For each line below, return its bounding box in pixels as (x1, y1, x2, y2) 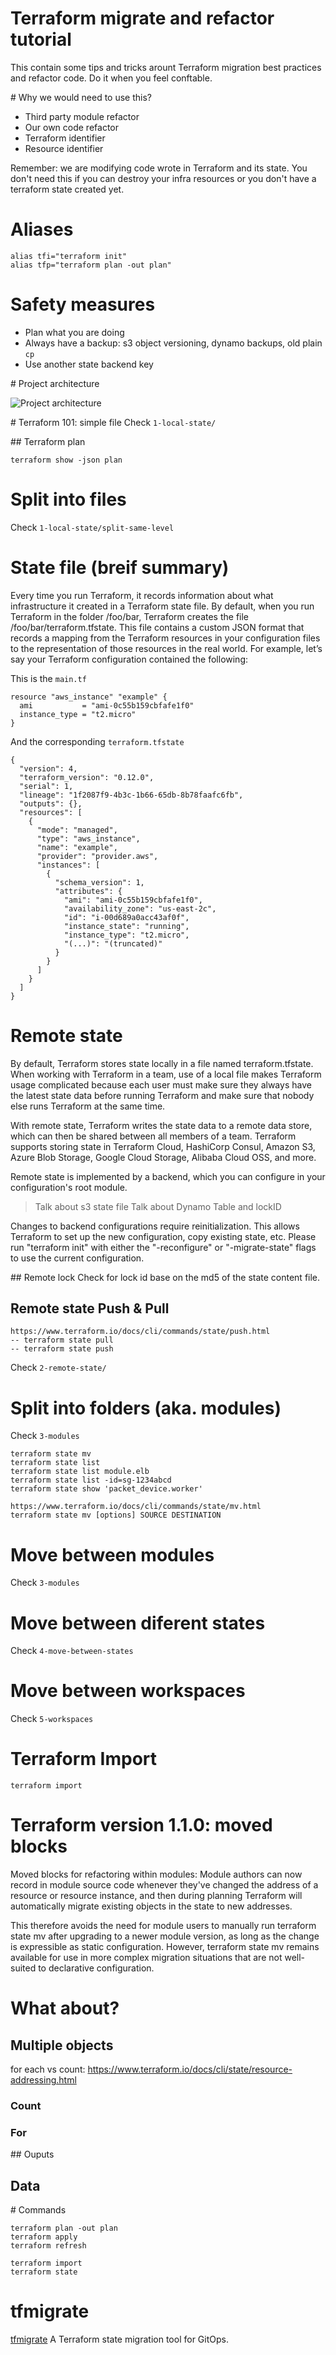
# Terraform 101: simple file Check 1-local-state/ (10, 416, 217, 428)
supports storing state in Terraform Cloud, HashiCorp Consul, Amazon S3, (10, 1140, 316, 1152)
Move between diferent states (10, 1612, 266, 1634)
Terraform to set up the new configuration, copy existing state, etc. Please (10, 1230, 317, 1242)
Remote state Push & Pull (10, 1300, 170, 1317)
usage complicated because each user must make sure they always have (10, 1078, 312, 1091)
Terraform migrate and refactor (10, 7, 275, 30)
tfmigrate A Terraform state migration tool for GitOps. (10, 2333, 229, 2346)
